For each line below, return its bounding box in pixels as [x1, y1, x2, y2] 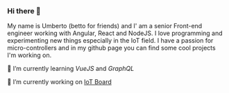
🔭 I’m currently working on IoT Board [7, 78, 112, 86]
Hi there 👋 [7, 6, 42, 16]
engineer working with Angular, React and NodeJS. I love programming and [7, 29, 223, 37]
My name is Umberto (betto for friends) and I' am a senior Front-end [7, 22, 203, 30]
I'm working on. [7, 51, 52, 59]
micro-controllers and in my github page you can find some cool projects [7, 44, 217, 52]
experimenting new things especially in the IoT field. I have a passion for [7, 37, 214, 45]
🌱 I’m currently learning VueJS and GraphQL [7, 65, 135, 73]
